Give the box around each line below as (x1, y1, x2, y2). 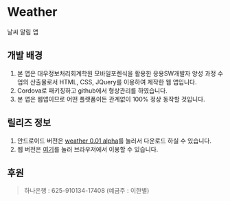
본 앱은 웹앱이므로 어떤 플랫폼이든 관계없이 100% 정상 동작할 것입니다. (16, 95, 206, 103)
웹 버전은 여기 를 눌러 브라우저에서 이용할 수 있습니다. (16, 145, 159, 153)
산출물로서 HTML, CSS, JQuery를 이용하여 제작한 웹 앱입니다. (30, 78, 197, 86)
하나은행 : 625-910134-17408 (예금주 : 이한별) (23, 187, 150, 195)
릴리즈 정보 (7, 117, 51, 129)
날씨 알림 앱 (7, 27, 39, 36)
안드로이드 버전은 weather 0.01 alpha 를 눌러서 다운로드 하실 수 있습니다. (16, 137, 211, 145)
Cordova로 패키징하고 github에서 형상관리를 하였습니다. (16, 86, 168, 95)
